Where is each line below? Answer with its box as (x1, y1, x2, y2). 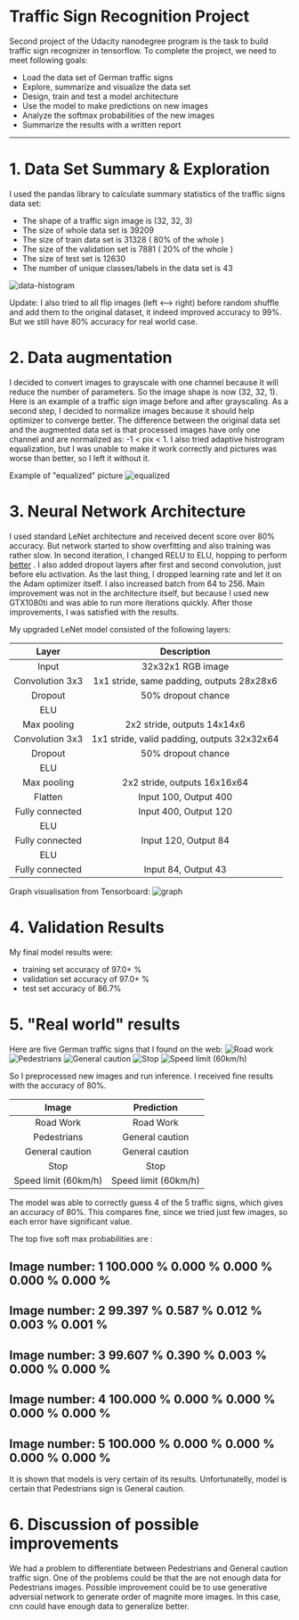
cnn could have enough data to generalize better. (9, 1600, 190, 1611)
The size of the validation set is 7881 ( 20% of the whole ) (21, 244, 234, 254)
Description (159, 645, 211, 657)
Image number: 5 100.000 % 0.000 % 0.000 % (9, 1436, 275, 1451)
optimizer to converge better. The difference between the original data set (9, 415, 280, 426)
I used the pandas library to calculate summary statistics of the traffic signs (9, 188, 286, 199)
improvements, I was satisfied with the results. (9, 607, 180, 617)
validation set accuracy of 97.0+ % (21, 973, 149, 984)
